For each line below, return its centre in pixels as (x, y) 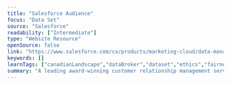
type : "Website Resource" (44, 39)
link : (15, 52)
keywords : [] (26, 58)
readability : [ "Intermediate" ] (52, 33)
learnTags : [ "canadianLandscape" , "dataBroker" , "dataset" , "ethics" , (106, 64)
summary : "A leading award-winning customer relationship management (109, 71)
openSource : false (33, 45)
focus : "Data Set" (33, 20)
